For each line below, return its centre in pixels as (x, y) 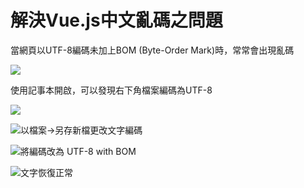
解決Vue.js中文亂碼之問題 (116, 20)
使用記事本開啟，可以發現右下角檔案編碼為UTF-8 (111, 90)
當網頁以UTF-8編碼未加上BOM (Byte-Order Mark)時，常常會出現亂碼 (152, 50)
